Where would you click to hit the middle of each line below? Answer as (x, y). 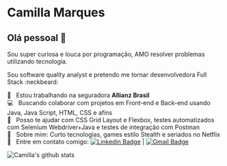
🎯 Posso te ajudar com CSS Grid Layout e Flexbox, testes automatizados (111, 120)
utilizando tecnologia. (37, 61)
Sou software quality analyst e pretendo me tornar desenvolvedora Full (107, 74)
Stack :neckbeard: (33, 82)
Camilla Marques (56, 13)
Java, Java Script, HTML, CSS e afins (60, 113)
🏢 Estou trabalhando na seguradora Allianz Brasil (78, 95)
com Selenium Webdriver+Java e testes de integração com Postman (104, 127)
